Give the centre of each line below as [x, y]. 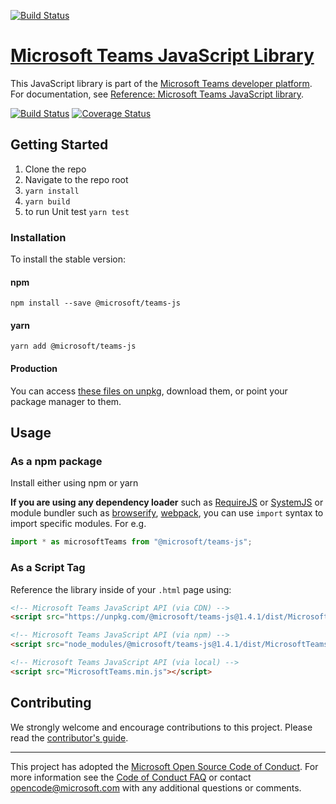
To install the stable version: [68, 259]
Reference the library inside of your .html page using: [121, 589]
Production [34, 369]
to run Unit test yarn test [77, 211]
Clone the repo [55, 169]
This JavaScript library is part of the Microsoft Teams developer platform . [161, 83]
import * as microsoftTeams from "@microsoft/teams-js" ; [131, 542]
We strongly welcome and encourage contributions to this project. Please [161, 727]
